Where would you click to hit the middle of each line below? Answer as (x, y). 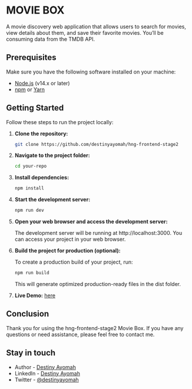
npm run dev (29, 210)
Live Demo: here (35, 295)
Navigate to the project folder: (52, 155)
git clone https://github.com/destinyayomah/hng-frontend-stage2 (96, 144)
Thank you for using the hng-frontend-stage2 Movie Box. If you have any (95, 328)
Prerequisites (31, 57)
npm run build (32, 273)
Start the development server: (52, 200)
